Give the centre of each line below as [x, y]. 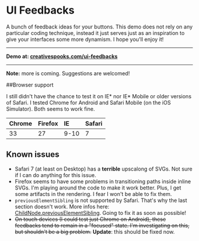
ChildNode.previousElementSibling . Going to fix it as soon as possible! [100, 213]
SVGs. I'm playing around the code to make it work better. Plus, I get [98, 188]
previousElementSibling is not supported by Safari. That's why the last [101, 200]
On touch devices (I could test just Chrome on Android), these [90, 219]
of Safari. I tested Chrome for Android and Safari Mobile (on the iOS [89, 102]
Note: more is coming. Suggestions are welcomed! [68, 73]
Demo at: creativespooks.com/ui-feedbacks [62, 56]
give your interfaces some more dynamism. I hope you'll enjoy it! [85, 39]
